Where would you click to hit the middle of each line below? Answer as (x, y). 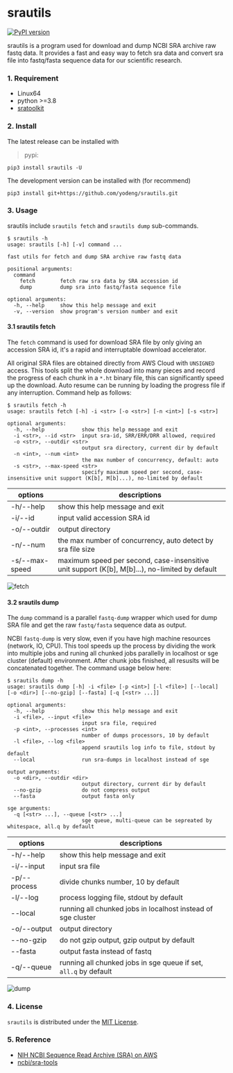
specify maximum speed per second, (133, 473)
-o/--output (32, 929)
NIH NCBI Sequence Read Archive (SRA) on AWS (87, 1055)
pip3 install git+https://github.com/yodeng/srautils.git (93, 193)
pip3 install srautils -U (44, 167)
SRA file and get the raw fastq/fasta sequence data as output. (97, 625)
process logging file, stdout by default (121, 898)
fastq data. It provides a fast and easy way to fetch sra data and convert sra (115, 53)
